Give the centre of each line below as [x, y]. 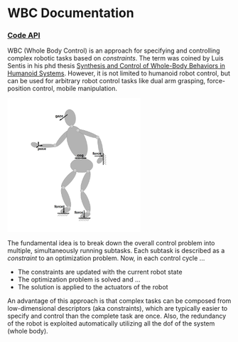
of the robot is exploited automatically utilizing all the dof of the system [111, 324]
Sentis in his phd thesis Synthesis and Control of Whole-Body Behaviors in [117, 66]
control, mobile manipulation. [75, 89]
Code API [24, 36]
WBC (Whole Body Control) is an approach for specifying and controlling [114, 50]
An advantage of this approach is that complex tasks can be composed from [119, 301]
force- [216, 81]
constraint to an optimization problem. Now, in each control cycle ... [106, 258]
